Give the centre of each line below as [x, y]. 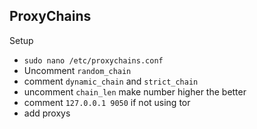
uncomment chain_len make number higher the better [135, 91]
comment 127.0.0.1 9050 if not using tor [107, 102]
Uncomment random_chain [77, 70]
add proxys [47, 113]
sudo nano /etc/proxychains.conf [93, 60]
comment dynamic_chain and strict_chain [111, 81]
